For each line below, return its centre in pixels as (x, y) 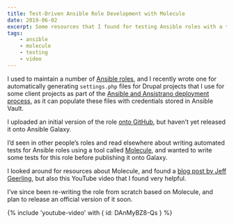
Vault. (16, 108)
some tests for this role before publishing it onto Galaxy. (87, 157)
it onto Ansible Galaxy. (39, 129)
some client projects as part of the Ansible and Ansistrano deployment (108, 93)
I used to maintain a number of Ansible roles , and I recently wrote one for (112, 79)
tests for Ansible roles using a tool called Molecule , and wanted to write (110, 150)
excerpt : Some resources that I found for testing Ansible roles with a (115, 26)
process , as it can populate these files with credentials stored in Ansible (110, 101)
